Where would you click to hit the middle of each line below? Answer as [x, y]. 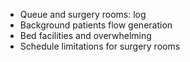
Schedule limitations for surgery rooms [100, 46]
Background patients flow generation [96, 25]
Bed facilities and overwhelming [85, 35]
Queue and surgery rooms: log [83, 14]
